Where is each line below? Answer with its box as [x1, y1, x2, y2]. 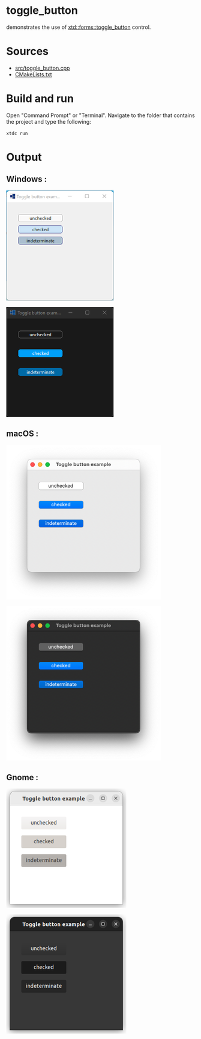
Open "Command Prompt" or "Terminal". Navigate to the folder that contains [6, 112, 195, 119]
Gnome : [6, 772, 39, 783]
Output [6, 151, 42, 164]
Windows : [6, 174, 47, 184]
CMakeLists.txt [14, 70, 52, 78]
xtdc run [6, 130, 28, 136]
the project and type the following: [6, 118, 91, 125]
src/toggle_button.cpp [14, 64, 70, 71]
